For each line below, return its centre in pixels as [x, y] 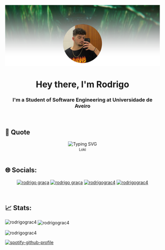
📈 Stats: [18, 208]
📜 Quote [18, 132]
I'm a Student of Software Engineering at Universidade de [82, 99]
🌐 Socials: [21, 170]
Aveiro [82, 106]
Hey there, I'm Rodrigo [82, 84]
